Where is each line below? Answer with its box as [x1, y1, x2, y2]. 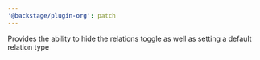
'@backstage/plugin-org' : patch [7, 11, 116, 20]
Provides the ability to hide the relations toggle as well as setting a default [7, 34, 252, 43]
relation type [7, 42, 50, 52]
